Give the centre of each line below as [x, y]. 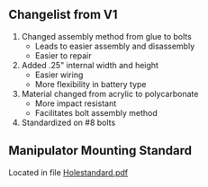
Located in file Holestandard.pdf [68, 172]
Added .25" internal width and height [90, 65]
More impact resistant [76, 103]
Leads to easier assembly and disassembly [115, 46]
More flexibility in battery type [90, 84]
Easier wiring [59, 75]
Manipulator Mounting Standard [100, 151]
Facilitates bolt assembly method [96, 112]
